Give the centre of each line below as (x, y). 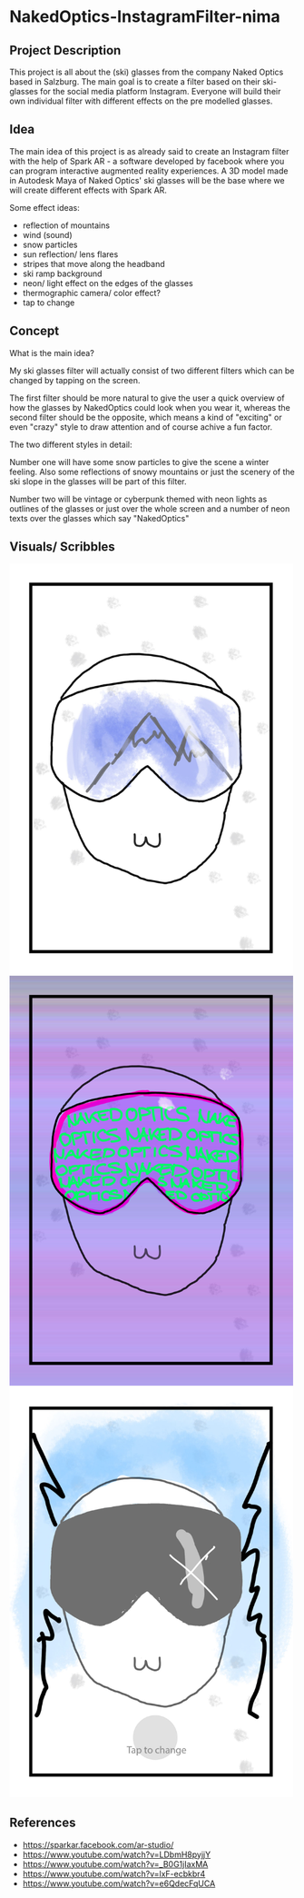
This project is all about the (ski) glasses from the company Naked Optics (147, 72)
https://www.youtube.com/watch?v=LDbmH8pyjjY (117, 1854)
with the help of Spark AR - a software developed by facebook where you (147, 161)
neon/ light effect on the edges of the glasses (108, 283)
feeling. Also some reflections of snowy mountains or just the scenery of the (152, 472)
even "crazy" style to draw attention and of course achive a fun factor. (141, 427)
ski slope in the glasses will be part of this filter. (98, 481)
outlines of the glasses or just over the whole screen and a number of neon (150, 508)
